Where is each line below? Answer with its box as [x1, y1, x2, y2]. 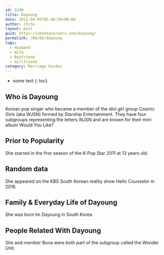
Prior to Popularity [5, 137, 64, 145]
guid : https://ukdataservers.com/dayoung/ [5, 31, 96, 36]
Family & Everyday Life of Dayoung [5, 198, 117, 206]
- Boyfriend [10, 54, 35, 60]
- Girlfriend [10, 59, 37, 64]
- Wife [10, 50, 24, 55]
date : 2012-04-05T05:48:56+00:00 [5, 17, 76, 22]
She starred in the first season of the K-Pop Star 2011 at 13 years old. [5, 150, 148, 156]
